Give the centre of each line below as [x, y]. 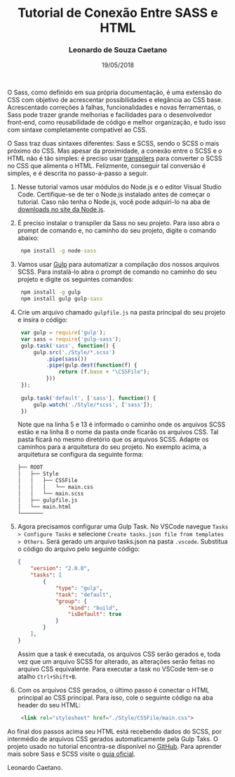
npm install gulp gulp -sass [62, 299]
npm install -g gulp [51, 292]
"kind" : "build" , [93, 608]
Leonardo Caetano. [35, 767]
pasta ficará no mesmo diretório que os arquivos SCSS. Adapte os [113, 440]
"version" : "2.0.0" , [60, 569]
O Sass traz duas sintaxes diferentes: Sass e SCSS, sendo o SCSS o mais [113, 144]
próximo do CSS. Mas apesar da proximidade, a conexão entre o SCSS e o [115, 151]
